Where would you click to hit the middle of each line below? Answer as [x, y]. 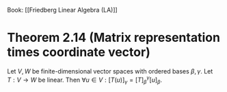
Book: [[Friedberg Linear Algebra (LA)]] [62, 10]
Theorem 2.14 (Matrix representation [114, 38]
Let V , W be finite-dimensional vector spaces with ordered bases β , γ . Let [110, 71]
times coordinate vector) [79, 53]
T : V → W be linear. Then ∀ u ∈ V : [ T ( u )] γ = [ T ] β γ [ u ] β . [85, 80]
